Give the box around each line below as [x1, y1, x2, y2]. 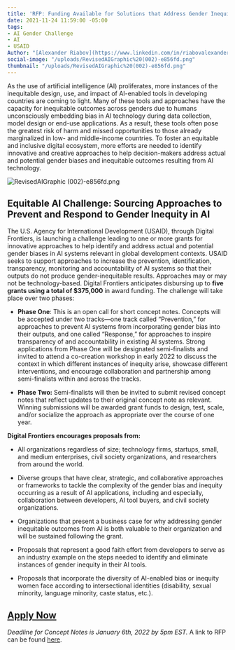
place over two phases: [7, 294, 75, 302]
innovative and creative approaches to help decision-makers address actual [7, 149, 226, 157]
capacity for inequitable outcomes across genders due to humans [7, 104, 197, 112]
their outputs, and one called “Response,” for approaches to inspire [17, 330, 212, 339]
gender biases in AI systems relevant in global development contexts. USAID [7, 250, 228, 258]
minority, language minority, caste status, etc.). [17, 589, 153, 597]
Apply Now [7, 609, 57, 621]
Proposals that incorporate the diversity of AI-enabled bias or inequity [17, 574, 219, 583]
